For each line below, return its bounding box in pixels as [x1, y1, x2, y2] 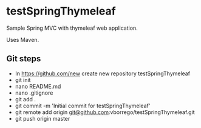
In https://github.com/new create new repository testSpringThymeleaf [15, 70, 190, 77]
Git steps [6, 53, 41, 64]
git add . [15, 95, 36, 103]
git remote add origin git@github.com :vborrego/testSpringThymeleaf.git [15, 108, 196, 116]
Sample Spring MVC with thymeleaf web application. [6, 24, 138, 32]
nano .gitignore [15, 89, 53, 96]
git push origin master [15, 115, 70, 122]
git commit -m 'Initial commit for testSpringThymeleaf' [15, 102, 151, 109]
